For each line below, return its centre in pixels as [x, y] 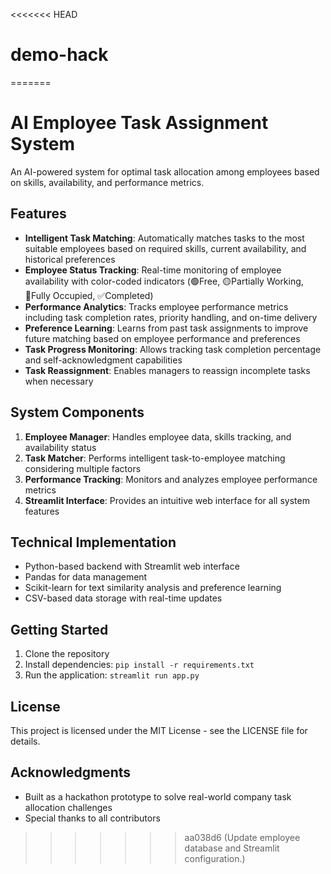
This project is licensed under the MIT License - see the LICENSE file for [159, 730]
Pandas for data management [86, 577]
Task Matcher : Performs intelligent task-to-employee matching [155, 458]
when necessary [59, 381]
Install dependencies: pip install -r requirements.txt [139, 665]
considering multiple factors [83, 468]
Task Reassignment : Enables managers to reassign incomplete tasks [167, 370]
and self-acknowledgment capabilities [103, 360]
